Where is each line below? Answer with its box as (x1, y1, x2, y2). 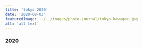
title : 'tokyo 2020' (5, 7, 49, 12)
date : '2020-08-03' (5, 12, 46, 17)
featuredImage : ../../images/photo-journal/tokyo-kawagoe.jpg (5, 16, 138, 21)
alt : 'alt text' (5, 21, 39, 26)
